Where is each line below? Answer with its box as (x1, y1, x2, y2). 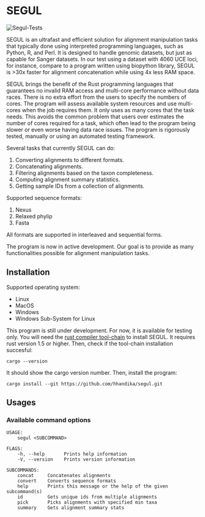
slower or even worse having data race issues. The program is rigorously (6, 126, 190, 133)
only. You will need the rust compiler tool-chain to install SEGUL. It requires (6, 333, 196, 340)
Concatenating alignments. (15, 163, 84, 170)
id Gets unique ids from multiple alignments (17, 494, 157, 500)
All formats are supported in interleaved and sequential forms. (6, 231, 163, 238)
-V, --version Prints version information (17, 456, 136, 463)
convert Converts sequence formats (17, 478, 116, 484)
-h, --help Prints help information (17, 451, 127, 458)
